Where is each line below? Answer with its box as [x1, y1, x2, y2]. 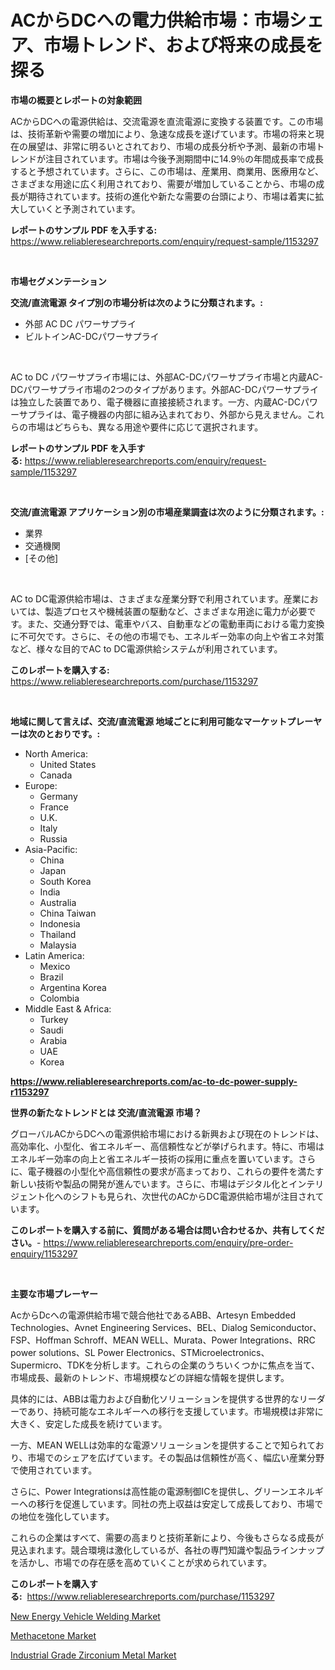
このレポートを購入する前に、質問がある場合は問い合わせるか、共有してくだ [10, 1224, 325, 1236]
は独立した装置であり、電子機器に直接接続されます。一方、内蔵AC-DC [10, 396, 302, 408]
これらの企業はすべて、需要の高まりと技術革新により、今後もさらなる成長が [10, 1531, 324, 1543]
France [39, 801, 70, 813]
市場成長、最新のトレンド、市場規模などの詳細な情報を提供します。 [10, 1371, 290, 1383]
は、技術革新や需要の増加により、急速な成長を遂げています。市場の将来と [10, 127, 316, 140]
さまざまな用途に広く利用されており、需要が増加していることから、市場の [10, 177, 317, 190]
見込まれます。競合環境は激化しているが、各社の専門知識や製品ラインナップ [10, 1544, 325, 1556]
